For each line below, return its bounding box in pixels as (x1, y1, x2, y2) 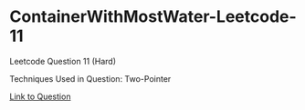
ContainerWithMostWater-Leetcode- (9, 6, 297, 27)
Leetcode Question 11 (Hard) (9, 55, 117, 66)
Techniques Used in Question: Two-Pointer (9, 73, 172, 84)
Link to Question (9, 91, 71, 102)
